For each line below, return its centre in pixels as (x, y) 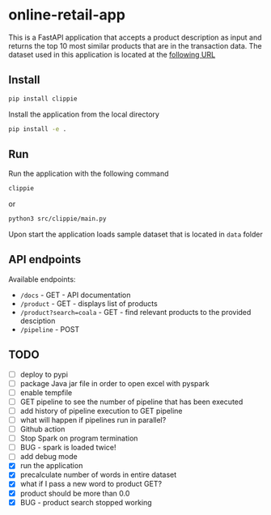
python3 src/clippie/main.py (57, 219)
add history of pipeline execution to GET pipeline (101, 411)
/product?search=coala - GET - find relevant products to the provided (135, 312)
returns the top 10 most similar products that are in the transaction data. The (135, 45)
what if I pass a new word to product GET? (91, 484)
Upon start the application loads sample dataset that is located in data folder (135, 234)
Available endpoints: (42, 279)
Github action (42, 429)
